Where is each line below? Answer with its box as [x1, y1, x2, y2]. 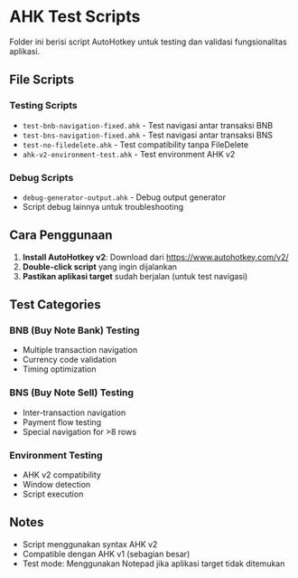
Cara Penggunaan [9, 228, 113, 243]
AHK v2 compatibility [22, 469, 102, 480]
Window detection [22, 479, 91, 490]
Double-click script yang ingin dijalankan [22, 261, 178, 272]
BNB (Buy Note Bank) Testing [9, 324, 140, 336]
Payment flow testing [22, 416, 102, 427]
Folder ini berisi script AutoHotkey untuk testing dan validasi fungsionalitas [9, 36, 287, 47]
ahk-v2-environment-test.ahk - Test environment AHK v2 [22, 148, 236, 159]
